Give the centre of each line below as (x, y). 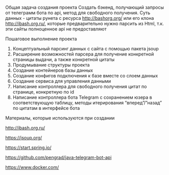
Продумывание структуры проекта (51, 65)
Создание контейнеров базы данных (53, 70)
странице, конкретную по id (43, 92)
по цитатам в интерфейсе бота (46, 108)
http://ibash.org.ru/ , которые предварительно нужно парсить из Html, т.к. (85, 23)
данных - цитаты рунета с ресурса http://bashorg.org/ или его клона (80, 18)
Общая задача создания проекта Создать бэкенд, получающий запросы (85, 7)
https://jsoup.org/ (24, 138)
